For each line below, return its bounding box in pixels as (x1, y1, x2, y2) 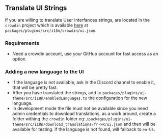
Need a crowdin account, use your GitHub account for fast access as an (12, 51, 159, 57)
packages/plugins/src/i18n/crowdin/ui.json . (5, 27, 97, 33)
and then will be (123, 121, 156, 127)
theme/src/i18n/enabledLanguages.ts (12, 96, 87, 101)
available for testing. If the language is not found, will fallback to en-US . (12, 126, 155, 132)
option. (12, 56, 27, 62)
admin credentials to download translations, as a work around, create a (12, 110, 156, 117)
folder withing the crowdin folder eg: (12, 116, 85, 122)
